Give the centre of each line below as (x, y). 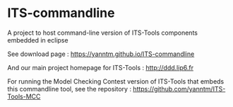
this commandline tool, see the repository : (70, 89)
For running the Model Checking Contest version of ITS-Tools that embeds (116, 81)
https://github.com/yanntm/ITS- (179, 89)
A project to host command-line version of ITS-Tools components (102, 33)
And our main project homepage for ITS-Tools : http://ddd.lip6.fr (101, 67)
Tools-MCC (24, 96)
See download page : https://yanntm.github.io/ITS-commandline (101, 54)
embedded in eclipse (38, 40)
